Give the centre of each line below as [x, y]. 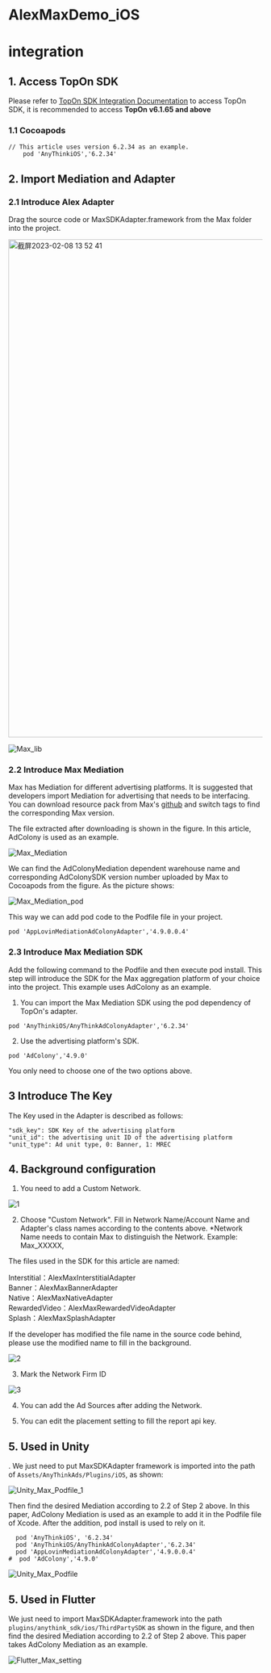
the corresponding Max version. [62, 813]
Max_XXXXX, [42, 1246]
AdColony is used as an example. [64, 837]
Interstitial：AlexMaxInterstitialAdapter [72, 1278]
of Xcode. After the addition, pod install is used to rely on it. [107, 1523]
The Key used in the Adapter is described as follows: [96, 1115]
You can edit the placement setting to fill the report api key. [118, 1421]
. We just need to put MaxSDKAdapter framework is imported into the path [132, 1466]
